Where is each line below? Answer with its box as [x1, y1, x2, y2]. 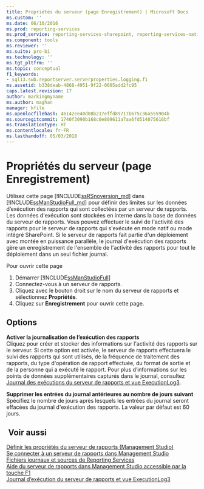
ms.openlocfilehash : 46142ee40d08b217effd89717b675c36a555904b [6, 111, 170, 117]
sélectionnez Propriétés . [15, 293, 78, 301]
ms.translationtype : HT [6, 122, 67, 128]
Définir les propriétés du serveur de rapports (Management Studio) [6, 443, 174, 451]
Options [6, 317, 38, 328]
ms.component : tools [6, 37, 59, 43]
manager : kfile [6, 104, 45, 111]
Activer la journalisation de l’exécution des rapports [6, 333, 140, 341]
